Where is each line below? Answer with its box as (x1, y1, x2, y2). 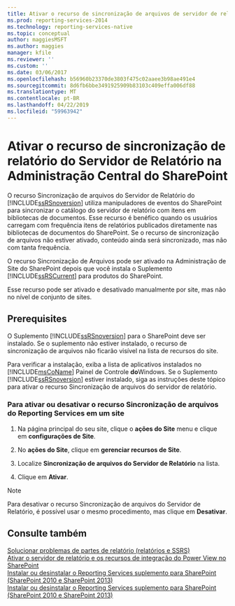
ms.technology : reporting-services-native (7, 23, 133, 30)
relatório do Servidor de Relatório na (7, 153, 222, 169)
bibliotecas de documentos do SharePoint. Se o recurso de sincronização (7, 228, 219, 237)
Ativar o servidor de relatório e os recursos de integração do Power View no (7, 553, 227, 562)
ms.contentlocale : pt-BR (7, 95, 80, 102)
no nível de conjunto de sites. (7, 292, 92, 301)
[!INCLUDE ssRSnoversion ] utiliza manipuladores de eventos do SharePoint (7, 198, 222, 207)
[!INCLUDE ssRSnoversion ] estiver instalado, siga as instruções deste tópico (7, 375, 226, 383)
